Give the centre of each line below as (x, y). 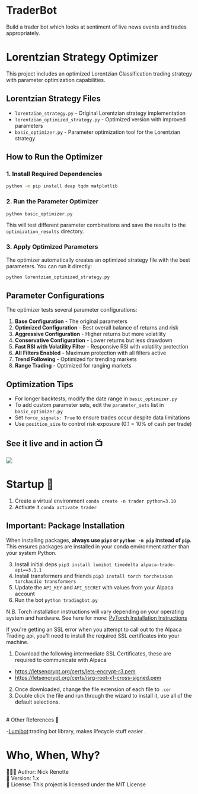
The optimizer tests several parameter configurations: (72, 310)
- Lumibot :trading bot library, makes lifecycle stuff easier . (76, 731)
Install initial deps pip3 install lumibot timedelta (76, 564)
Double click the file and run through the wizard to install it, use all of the (103, 695)
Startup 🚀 (30, 484)
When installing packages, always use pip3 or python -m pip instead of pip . (99, 540)
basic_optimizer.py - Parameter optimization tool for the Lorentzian (98, 132)
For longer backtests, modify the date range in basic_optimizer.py (96, 398)
